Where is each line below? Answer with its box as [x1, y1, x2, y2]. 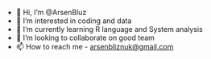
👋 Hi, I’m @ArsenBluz [15, 8, 87, 17]
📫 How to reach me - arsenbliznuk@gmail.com [15, 42, 174, 51]
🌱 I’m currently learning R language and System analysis [15, 25, 203, 33]
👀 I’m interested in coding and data [15, 16, 132, 26]
